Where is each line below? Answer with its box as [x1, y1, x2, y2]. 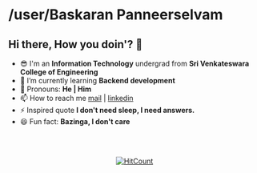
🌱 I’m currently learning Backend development [19, 76, 176, 85]
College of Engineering [19, 67, 98, 77]
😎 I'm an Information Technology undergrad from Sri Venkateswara [19, 58, 250, 68]
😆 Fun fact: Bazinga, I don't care [19, 117, 131, 126]
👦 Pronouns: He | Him [19, 84, 92, 94]
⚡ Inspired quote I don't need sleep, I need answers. [19, 106, 195, 115]
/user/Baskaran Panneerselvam [8, 6, 223, 24]
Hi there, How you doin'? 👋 [8, 38, 143, 51]
